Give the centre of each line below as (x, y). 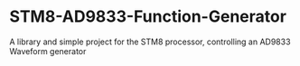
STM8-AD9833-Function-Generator (148, 17)
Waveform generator (48, 51)
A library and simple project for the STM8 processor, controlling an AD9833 (150, 42)
